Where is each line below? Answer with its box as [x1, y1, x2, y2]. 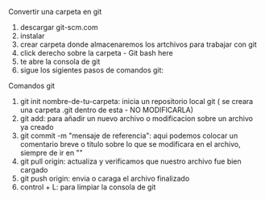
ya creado [19, 123, 54, 131]
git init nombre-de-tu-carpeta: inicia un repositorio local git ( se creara [19, 97, 254, 106]
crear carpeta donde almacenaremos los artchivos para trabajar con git [19, 40, 258, 49]
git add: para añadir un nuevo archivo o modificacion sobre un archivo [19, 114, 254, 123]
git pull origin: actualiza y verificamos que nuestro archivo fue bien [19, 156, 242, 166]
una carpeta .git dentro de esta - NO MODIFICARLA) [19, 105, 194, 115]
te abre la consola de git [19, 56, 101, 66]
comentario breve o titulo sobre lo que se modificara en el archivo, [19, 140, 241, 148]
